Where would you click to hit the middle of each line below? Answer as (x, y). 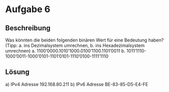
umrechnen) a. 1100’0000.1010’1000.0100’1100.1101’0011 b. (65, 51)
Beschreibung (28, 28)
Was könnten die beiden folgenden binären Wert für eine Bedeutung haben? (85, 40)
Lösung (17, 72)
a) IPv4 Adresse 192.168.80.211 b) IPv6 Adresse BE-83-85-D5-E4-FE (77, 84)
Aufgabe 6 (28, 9)
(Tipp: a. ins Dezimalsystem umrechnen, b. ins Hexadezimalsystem (75, 45)
